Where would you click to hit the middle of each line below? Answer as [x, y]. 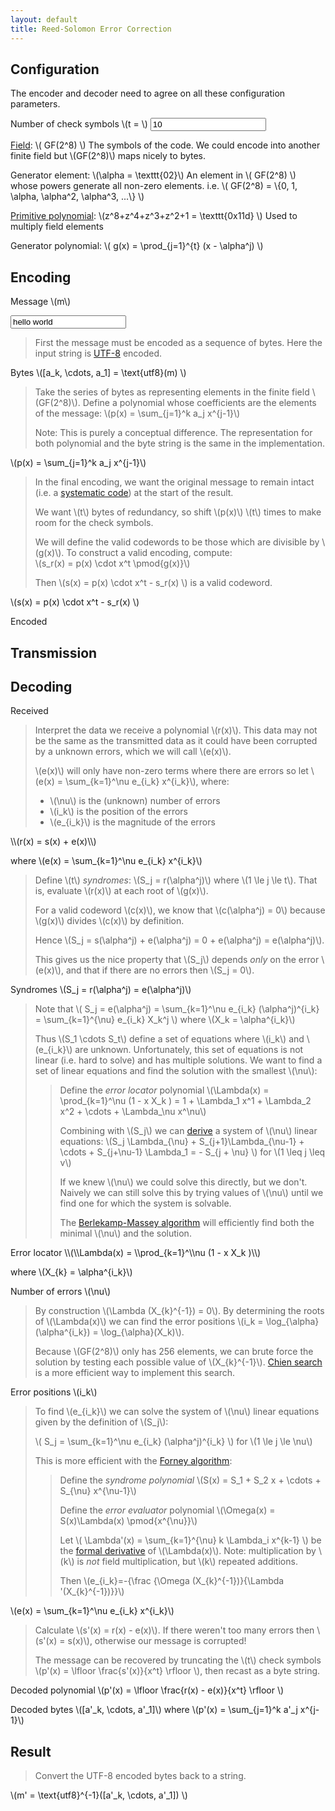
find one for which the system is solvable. [145, 1203]
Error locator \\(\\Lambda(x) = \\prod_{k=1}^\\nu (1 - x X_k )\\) [136, 1253]
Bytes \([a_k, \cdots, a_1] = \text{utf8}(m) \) [98, 373]
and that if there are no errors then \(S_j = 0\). [160, 970]
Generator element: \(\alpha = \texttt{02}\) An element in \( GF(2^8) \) [153, 175]
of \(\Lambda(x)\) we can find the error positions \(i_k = [149, 1322]
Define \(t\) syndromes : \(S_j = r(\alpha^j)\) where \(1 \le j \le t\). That [176, 880]
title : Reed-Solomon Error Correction [91, 29]
